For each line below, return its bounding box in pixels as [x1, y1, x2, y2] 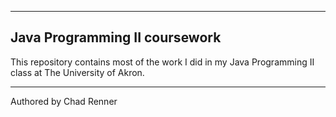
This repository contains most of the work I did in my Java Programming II [10, 56, 315, 68]
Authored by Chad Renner [10, 95, 118, 107]
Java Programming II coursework [10, 29, 222, 46]
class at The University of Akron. [10, 66, 145, 78]
